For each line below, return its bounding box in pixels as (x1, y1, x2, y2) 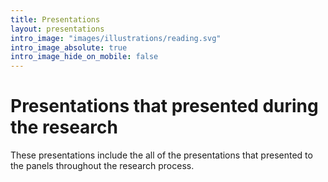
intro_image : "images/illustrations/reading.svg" (10, 33, 222, 43)
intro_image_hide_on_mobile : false (10, 52, 159, 62)
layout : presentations (10, 24, 105, 34)
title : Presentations (10, 14, 101, 25)
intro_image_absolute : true (10, 42, 128, 53)
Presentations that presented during (10, 95, 319, 118)
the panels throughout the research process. (10, 160, 195, 172)
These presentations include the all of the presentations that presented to (10, 149, 313, 161)
